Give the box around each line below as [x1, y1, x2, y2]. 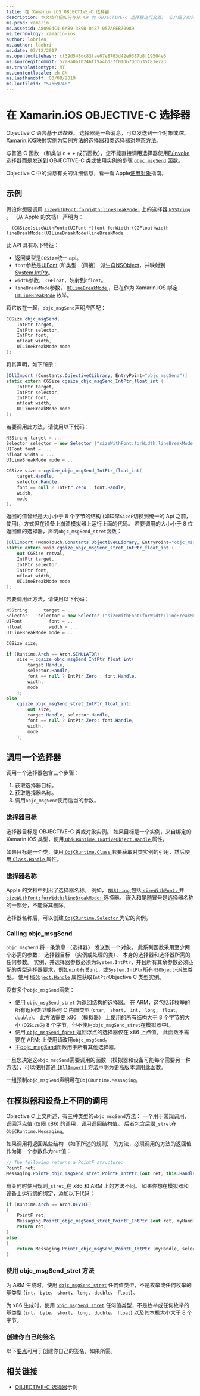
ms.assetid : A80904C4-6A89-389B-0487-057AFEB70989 [6, 25, 135, 32]
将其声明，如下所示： [6, 360, 58, 367]
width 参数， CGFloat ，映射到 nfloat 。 [14, 276, 107, 283]
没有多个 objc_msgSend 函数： [6, 986, 75, 993]
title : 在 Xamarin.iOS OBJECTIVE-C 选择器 [6, 8, 110, 15]
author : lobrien [6, 36, 46, 42]
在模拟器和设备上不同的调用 [6, 1095, 108, 1105]
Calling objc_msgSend [6, 929, 73, 937]
